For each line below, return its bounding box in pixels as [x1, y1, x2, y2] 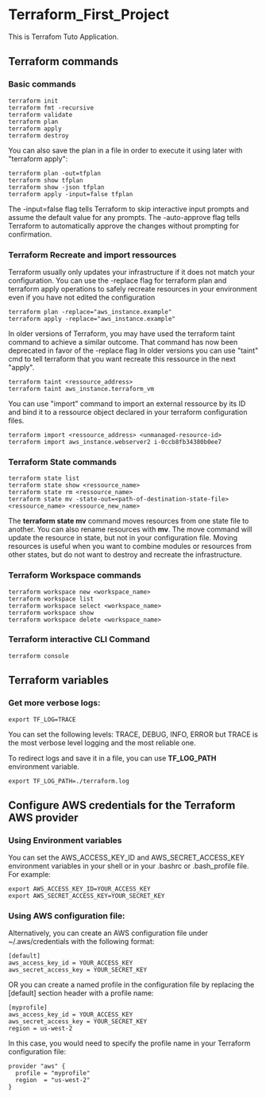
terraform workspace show [8, 609, 94, 617]
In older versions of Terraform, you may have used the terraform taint [8, 328, 236, 338]
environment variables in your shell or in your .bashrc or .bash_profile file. [8, 861, 249, 871]
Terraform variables [8, 674, 109, 687]
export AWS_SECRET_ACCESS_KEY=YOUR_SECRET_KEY [8, 892, 165, 900]
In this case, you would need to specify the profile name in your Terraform [8, 1038, 251, 1048]
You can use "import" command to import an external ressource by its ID [8, 399, 246, 408]
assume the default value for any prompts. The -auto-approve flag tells [8, 212, 241, 222]
